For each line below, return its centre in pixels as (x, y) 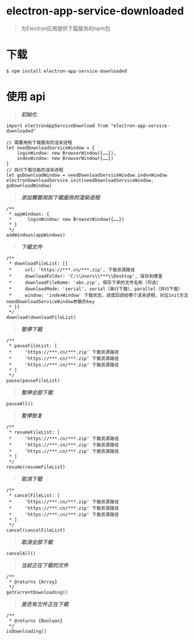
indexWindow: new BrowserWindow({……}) (65, 158)
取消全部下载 (37, 542)
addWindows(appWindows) (36, 235)
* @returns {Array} (33, 582)
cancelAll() (21, 553)
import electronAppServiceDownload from (57, 126)
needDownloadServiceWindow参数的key (51, 301)
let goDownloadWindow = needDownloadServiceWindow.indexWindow (87, 175)
